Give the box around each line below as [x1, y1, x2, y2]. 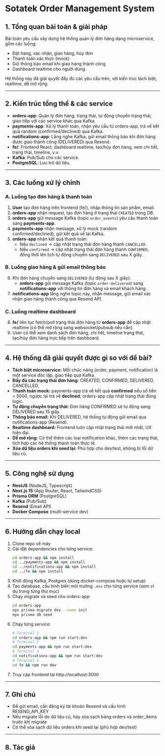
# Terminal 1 [12, 631, 39, 635]
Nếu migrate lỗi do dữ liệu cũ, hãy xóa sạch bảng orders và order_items [12, 714, 157, 720]
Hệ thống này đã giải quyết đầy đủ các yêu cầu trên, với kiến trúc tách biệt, [5, 76, 157, 81]
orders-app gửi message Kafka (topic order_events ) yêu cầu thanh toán [12, 215, 159, 221]
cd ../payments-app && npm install [12, 560, 85, 565]
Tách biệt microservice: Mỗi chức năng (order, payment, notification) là [12, 367, 158, 373]
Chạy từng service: [12, 621, 51, 627]
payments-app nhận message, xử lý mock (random [12, 225, 117, 231]
